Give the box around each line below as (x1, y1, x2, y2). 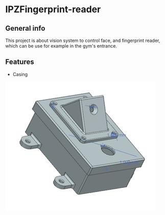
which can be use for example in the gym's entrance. (5, 43, 117, 49)
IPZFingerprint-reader (5, 4, 101, 15)
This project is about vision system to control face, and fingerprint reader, (5, 37, 160, 43)
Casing (12, 71, 28, 77)
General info (5, 24, 45, 33)
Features (5, 58, 34, 66)
